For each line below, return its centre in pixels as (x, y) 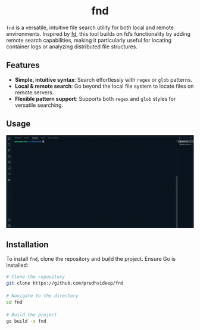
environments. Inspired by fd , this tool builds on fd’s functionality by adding (98, 33)
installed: (17, 265)
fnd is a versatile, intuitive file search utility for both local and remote (90, 27)
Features (23, 65)
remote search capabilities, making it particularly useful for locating (89, 40)
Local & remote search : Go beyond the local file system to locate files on (104, 86)
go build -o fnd (26, 321)
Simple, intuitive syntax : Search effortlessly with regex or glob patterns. (103, 79)
